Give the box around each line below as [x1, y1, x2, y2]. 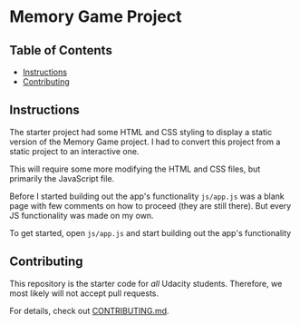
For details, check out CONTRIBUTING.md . [9, 305, 169, 316]
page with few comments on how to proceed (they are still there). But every [9, 200, 292, 211]
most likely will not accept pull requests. [9, 288, 160, 299]
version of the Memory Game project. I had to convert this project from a [9, 136, 281, 147]
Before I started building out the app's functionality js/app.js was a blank [9, 191, 285, 202]
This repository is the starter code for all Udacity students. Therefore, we [9, 278, 283, 289]
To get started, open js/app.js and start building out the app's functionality [9, 227, 292, 238]
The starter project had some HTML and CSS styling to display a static [9, 126, 273, 137]
